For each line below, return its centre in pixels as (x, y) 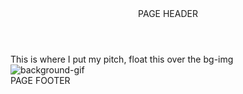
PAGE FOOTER (40, 80)
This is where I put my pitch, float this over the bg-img (122, 59)
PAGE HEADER (168, 13)
